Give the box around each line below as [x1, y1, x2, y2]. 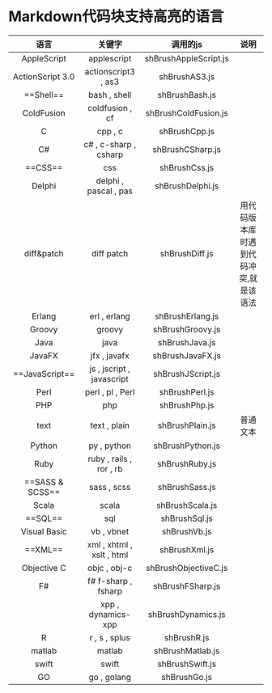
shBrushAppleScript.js [144, 53, 229, 64]
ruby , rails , [87, 453, 132, 464]
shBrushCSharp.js [152, 143, 221, 154]
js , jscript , [89, 363, 131, 374]
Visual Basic [20, 526, 67, 537]
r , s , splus [89, 632, 131, 643]
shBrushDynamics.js [147, 608, 226, 619]
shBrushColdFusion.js [145, 107, 228, 118]
